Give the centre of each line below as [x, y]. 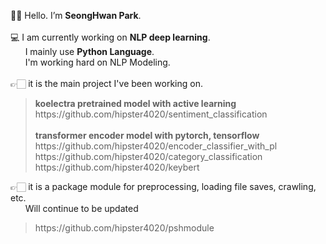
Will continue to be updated [81, 208]
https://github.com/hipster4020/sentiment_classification [151, 114]
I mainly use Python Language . [89, 51]
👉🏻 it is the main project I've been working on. [106, 83]
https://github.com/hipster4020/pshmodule [124, 228]
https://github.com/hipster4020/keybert [117, 167]
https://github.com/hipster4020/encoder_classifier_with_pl [156, 146]
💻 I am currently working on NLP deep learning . [110, 37]
